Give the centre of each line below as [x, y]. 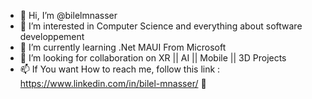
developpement [52, 36]
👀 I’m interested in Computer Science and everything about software [161, 26]
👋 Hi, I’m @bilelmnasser [68, 15]
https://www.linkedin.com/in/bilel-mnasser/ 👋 [113, 83]
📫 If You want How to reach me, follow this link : [120, 69]
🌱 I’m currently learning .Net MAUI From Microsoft [123, 47]
